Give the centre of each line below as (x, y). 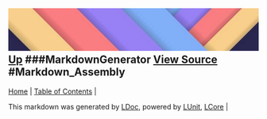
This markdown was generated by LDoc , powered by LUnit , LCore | (118, 106)
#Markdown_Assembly (67, 72)
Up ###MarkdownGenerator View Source (113, 60)
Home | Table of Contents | (52, 91)
